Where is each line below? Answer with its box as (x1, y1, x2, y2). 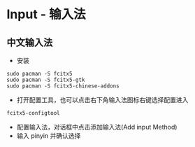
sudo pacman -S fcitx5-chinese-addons (6, 83, 120, 90)
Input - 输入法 (6, 6, 86, 22)
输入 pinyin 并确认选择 (16, 132, 81, 140)
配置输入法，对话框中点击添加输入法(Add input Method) (16, 123, 178, 131)
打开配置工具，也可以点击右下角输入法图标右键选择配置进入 (16, 96, 189, 104)
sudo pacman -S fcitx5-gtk (6, 76, 85, 83)
